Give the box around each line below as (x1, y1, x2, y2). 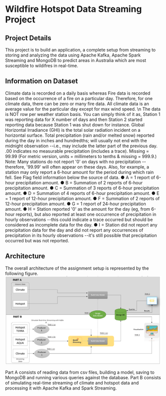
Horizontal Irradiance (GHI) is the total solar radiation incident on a (5, 127, 141, 133)
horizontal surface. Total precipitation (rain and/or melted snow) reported (5, 132, 155, 138)
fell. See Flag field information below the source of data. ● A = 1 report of (5, 174, 155, 180)
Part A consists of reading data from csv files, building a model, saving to (5, 369, 155, 375)
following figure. (5, 270, 39, 276)
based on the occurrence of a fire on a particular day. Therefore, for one (5, 95, 153, 101)
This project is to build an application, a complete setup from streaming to (5, 47, 156, 53)
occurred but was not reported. (5, 237, 69, 243)
